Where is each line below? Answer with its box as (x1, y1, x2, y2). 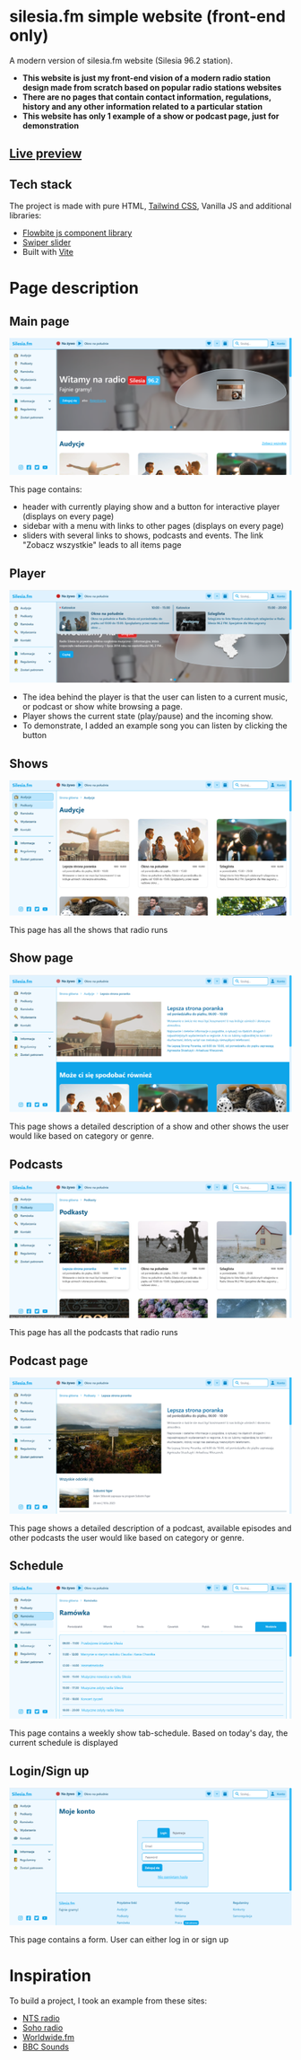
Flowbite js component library (21, 227, 133, 239)
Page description (9, 278, 139, 298)
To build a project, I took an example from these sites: (9, 1995, 208, 2006)
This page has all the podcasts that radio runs (9, 1327, 178, 1338)
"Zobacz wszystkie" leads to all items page (21, 540, 182, 550)
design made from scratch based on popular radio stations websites (21, 82, 282, 92)
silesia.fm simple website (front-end (9, 6, 287, 27)
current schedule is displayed (9, 1738, 118, 1748)
